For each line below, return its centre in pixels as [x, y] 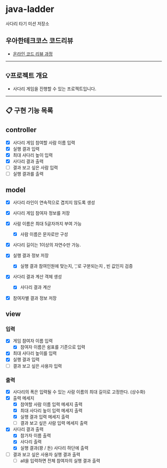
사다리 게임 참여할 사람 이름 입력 [44, 143]
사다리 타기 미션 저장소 [28, 23]
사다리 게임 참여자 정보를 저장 [41, 213]
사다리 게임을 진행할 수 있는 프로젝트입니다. [55, 89]
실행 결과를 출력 [28, 174]
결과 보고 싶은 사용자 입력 [37, 366]
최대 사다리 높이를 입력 [35, 353]
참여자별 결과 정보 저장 [35, 298]
